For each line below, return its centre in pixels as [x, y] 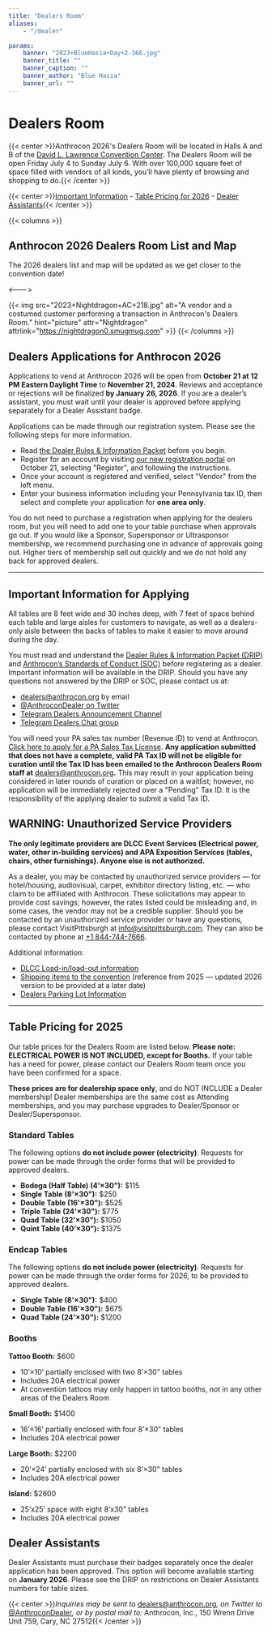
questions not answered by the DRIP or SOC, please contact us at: [119, 681]
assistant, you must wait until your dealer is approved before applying [125, 402]
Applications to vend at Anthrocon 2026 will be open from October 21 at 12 [134, 376]
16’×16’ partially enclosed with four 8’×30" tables [102, 1429]
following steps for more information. [70, 435]
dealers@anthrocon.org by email [74, 697]
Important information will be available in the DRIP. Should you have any [128, 672]
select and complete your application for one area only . [113, 503]
